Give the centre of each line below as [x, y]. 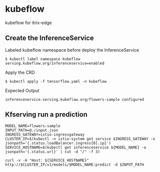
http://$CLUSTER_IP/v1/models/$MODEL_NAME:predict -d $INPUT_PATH [75, 165]
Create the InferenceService [49, 38]
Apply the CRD [20, 72]
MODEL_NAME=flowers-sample [33, 126]
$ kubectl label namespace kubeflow [43, 59]
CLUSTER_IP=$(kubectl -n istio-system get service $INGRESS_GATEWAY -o [80, 139]
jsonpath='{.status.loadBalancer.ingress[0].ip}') [58, 143]
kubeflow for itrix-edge [29, 23]
